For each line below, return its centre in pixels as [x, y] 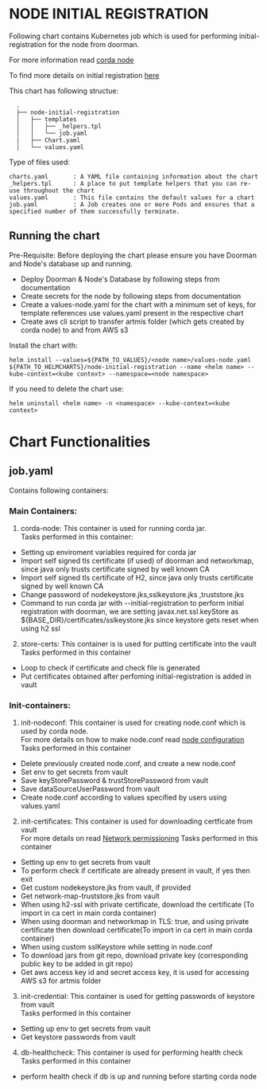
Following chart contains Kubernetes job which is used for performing [123, 36]
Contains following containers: [59, 490]
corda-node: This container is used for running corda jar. [113, 529]
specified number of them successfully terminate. [95, 211]
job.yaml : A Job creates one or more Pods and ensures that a [132, 204]
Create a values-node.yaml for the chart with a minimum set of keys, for [138, 305]
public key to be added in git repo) [77, 964]
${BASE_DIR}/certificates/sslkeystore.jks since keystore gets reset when [139, 620]
